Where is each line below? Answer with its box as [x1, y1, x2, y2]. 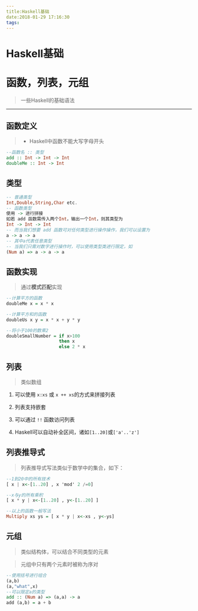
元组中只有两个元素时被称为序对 [20, 560, 98, 567]
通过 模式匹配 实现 [20, 283, 62, 290]
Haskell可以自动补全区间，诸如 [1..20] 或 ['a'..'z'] [14, 428, 140, 435]
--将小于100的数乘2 [6, 328, 49, 333]
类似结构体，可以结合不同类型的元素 [20, 548, 109, 555]
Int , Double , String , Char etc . [6, 200, 78, 206]
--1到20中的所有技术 [6, 475, 51, 482]
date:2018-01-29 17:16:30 [6, 14, 70, 20]
